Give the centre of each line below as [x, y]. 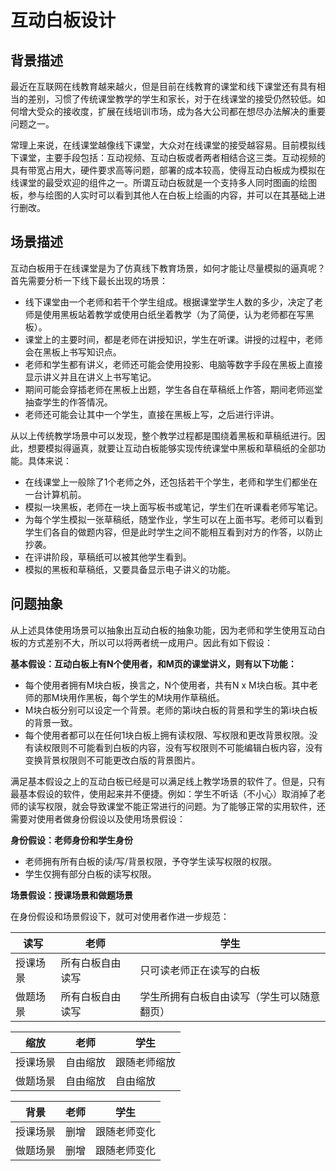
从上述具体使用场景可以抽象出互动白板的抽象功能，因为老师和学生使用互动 [163, 630]
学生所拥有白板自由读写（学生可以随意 [230, 996]
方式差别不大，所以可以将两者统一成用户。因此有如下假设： [150, 642]
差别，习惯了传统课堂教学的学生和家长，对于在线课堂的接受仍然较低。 [172, 99]
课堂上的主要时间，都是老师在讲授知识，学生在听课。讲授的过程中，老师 [173, 339]
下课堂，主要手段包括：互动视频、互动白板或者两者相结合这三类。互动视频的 [168, 157]
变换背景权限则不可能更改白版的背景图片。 [112, 760]
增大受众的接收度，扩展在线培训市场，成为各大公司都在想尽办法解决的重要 [172, 111]
